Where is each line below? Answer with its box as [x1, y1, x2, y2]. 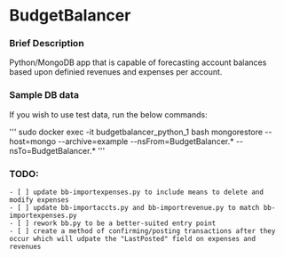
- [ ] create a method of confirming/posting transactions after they [9, 227, 276, 236]
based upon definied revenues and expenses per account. [9, 67, 223, 77]
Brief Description [9, 37, 84, 50]
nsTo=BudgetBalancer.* [9, 145, 96, 156]
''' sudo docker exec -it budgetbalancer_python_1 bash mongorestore [9, 126, 264, 137]
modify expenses [9, 196, 69, 205]
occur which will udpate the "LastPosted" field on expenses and [9, 235, 256, 244]
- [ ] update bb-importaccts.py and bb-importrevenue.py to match [9, 204, 260, 213]
